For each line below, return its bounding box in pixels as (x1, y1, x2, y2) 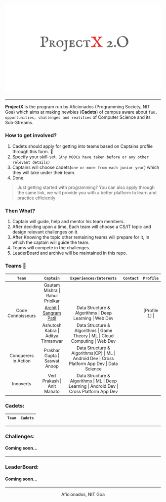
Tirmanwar (41, 338, 63, 344)
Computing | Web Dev (71, 338, 116, 344)
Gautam (43, 282, 60, 288)
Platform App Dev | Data (69, 361, 118, 366)
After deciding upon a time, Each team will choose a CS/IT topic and (12, 224, 152, 230)
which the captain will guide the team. (12, 239, 90, 245)
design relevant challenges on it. (12, 229, 79, 235)
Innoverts (12, 380, 31, 386)
